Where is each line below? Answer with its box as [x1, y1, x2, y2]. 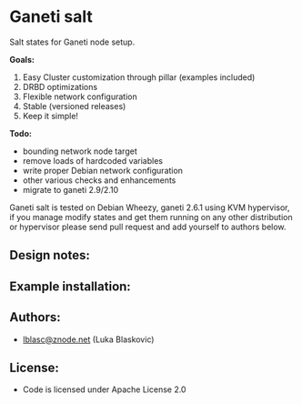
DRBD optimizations [22, 81, 98, 92]
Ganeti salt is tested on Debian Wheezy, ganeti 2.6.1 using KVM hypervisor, [9, 202, 290, 213]
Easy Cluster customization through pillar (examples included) [22, 71, 256, 83]
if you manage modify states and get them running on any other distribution [9, 211, 293, 222]
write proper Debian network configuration [22, 165, 184, 176]
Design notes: [9, 247, 91, 263]
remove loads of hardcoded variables [22, 155, 164, 166]
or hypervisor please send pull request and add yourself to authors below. [9, 221, 287, 232]
